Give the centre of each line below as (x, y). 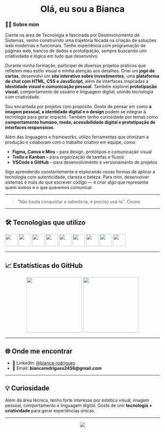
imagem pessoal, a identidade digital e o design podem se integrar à (76, 112)
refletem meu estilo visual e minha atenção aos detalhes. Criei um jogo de (80, 71)
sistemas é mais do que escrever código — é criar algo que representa (77, 182)
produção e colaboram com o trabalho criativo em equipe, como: (71, 142)
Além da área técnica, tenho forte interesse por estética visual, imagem (77, 400)
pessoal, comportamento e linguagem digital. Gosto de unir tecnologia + (79, 405)
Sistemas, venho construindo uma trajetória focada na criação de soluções (81, 40)
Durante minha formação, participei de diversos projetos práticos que (75, 66)
